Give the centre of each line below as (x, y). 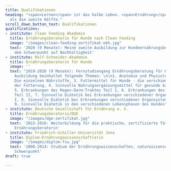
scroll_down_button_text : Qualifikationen (51, 24)
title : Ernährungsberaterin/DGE (44, 114)
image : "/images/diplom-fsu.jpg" (45, 142)
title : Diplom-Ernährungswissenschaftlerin (56, 138)
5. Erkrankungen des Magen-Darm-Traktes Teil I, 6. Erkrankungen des (90, 90)
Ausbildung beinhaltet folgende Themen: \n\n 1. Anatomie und (80, 76)
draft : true (18, 156)
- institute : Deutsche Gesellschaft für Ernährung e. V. (67, 109)
